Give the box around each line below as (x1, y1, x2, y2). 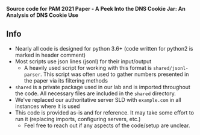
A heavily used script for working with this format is (23, 64, 152, 71)
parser (23, 72, 41, 78)
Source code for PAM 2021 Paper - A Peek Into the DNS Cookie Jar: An (6, 5, 186, 12)
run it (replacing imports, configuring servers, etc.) (14, 115, 141, 122)
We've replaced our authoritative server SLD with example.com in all (14, 96, 182, 103)
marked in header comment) (14, 51, 86, 58)
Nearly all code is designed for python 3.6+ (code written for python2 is (14, 45, 193, 52)
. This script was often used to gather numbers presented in (40, 71, 189, 78)
